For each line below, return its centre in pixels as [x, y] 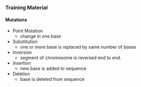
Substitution [25, 41]
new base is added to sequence [53, 69]
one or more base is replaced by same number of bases [78, 47]
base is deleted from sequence [52, 79]
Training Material [26, 8]
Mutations [16, 20]
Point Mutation [28, 31]
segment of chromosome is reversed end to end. [71, 58]
